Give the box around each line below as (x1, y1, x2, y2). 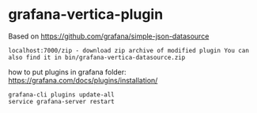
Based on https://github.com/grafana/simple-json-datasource (8, 31, 210, 41)
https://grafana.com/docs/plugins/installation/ (8, 75, 158, 85)
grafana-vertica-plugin (8, 5, 164, 24)
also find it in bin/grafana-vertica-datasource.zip (8, 53, 186, 61)
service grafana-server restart (8, 97, 115, 105)
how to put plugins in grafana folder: (8, 67, 127, 76)
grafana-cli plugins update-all (8, 90, 115, 99)
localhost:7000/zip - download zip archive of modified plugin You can (8, 46, 249, 54)
